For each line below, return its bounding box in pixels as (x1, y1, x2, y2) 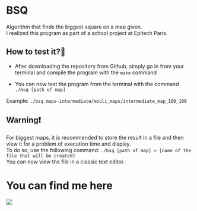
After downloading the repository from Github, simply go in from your (14, 62, 185, 70)
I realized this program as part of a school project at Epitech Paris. (6, 29, 168, 36)
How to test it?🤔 (6, 47, 66, 57)
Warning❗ (6, 115, 42, 125)
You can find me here (6, 179, 113, 192)
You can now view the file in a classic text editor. (6, 158, 125, 165)
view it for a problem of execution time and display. (6, 140, 131, 147)
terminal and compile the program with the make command (14, 69, 157, 76)
